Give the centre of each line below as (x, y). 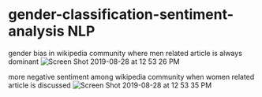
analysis (36, 31)
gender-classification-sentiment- (121, 15)
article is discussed (39, 85)
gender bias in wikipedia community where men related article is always (125, 53)
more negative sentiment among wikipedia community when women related (131, 76)
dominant (24, 62)
